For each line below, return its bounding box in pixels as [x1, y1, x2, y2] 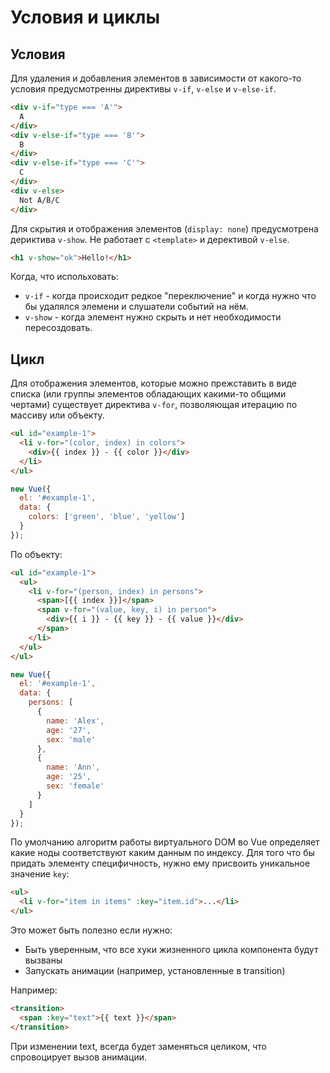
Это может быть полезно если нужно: [10, 924, 173, 936]
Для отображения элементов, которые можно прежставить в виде [10, 377, 297, 390]
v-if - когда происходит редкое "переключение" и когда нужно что [24, 290, 317, 302]
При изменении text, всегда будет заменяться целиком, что [10, 1040, 267, 1052]
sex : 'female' [46, 781, 105, 791]
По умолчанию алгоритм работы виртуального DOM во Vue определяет [10, 836, 320, 848]
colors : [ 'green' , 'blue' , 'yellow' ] [28, 512, 186, 522]
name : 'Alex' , [46, 716, 105, 726]
